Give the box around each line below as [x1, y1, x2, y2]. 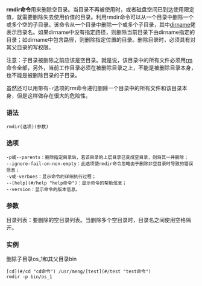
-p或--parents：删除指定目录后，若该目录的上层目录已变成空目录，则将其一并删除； [6, 154, 189, 160]
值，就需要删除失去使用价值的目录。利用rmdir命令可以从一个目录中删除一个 [6, 13, 194, 21]
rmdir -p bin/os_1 [6, 274, 52, 280]
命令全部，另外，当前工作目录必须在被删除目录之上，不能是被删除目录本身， [6, 64, 197, 71]
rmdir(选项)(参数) [6, 124, 49, 130]
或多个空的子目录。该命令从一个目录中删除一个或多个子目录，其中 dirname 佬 [6, 21, 196, 28]
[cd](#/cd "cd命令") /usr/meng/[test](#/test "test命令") [6, 268, 152, 275]
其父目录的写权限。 [6, 44, 54, 51]
